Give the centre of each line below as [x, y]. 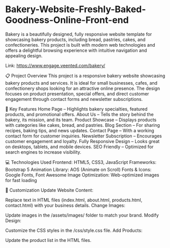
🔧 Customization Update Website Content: [49, 190]
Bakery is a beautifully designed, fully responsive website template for [79, 34]
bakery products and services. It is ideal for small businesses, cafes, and [81, 83]
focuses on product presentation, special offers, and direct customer [77, 94]
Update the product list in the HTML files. [48, 240]
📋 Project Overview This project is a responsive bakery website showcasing [85, 76]
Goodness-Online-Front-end [67, 20]
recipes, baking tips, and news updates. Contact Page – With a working [80, 130]
